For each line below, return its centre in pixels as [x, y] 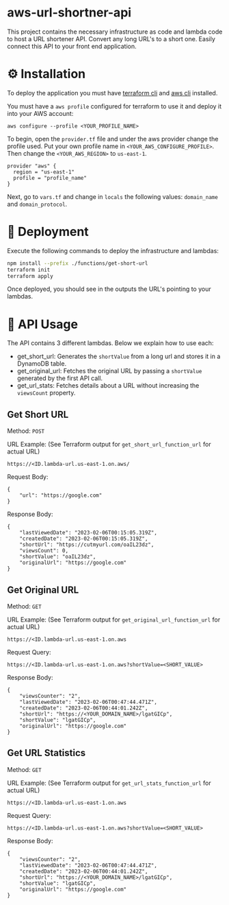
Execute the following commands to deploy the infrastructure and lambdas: [113, 250]
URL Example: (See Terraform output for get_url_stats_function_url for [109, 783]
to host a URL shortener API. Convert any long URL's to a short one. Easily [111, 38]
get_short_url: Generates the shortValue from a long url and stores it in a [119, 356]
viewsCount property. [46, 393]
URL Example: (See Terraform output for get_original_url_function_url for [114, 620]
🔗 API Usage [43, 324]
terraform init [29, 270]
